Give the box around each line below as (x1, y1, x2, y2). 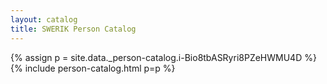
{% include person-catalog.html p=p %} (10, 62, 176, 74)
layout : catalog (10, 14, 78, 25)
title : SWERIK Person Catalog (10, 24, 137, 34)
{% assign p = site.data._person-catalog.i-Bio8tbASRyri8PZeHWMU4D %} (10, 51, 317, 63)
